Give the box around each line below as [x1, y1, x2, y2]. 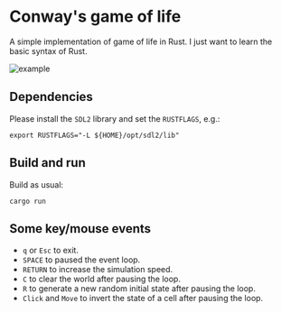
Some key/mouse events [9, 221, 152, 236]
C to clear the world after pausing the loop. [22, 273, 181, 285]
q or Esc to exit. [22, 245, 80, 256]
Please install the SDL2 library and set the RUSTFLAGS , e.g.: [9, 113, 220, 124]
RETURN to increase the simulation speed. [22, 264, 173, 275]
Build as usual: [9, 179, 64, 190]
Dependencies [9, 89, 93, 105]
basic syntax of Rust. [9, 45, 88, 56]
